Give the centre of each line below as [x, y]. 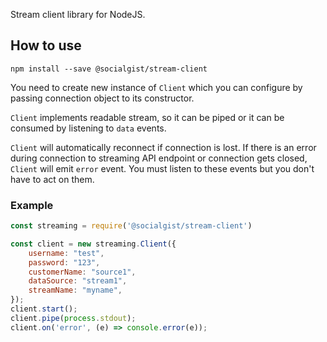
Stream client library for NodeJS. [78, 14]
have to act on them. [52, 179]
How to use [46, 45]
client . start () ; [44, 309]
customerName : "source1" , [82, 272]
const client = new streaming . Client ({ [93, 244]
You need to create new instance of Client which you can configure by [156, 87]
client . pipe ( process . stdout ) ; [73, 318]
